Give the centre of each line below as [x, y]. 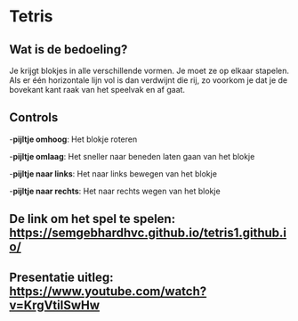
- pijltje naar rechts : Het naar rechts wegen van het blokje [115, 191]
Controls [34, 118]
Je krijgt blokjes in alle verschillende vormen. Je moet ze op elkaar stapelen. [149, 70]
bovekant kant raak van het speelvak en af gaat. [97, 90]
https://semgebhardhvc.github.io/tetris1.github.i [148, 233]
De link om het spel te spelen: [93, 219]
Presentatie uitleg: [61, 277]
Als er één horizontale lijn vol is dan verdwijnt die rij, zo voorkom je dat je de [148, 80]
